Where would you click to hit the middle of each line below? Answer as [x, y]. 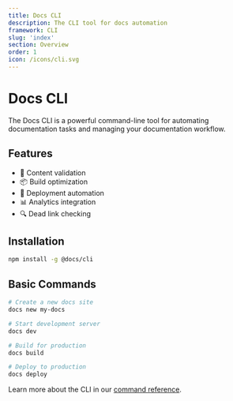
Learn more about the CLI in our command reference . [95, 390]
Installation [36, 242]
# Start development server [54, 324]
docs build [26, 353]
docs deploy [28, 375]
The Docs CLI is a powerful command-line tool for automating [109, 120]
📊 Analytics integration [58, 201]
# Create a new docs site [51, 302]
